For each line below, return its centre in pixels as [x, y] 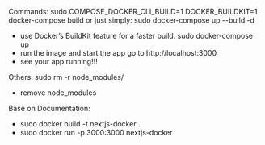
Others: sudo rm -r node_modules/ [66, 77]
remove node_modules [58, 93]
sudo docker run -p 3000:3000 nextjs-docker [96, 133]
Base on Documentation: [49, 108]
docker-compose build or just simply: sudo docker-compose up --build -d [132, 20]
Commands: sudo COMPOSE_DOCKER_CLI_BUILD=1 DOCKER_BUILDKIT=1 [133, 12]
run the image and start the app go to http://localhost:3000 [118, 53]
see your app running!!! [59, 61]
